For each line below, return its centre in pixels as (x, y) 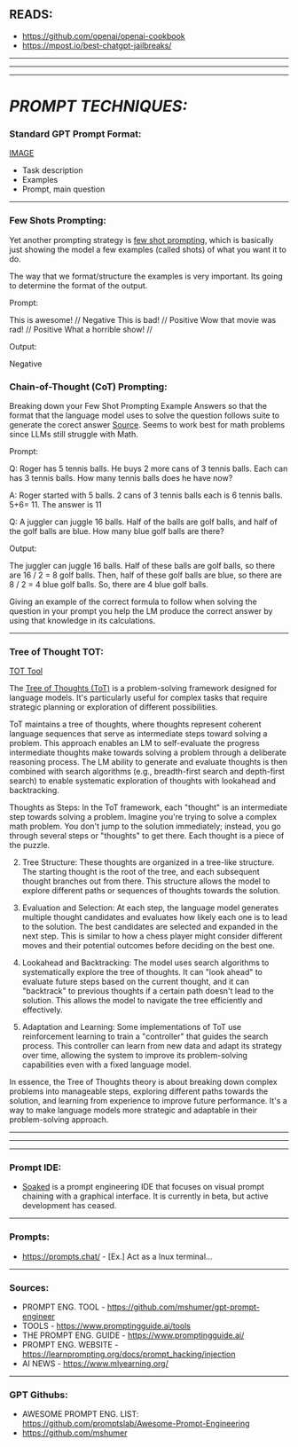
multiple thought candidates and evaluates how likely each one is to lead (155, 917)
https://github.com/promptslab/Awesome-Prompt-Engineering (136, 1424)
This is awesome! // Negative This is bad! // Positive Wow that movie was (143, 319)
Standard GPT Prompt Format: (75, 134)
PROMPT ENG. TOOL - (63, 1307)
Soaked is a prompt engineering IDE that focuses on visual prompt (143, 1187)
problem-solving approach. (59, 1120)
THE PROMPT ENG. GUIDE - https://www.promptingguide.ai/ (133, 1335)
